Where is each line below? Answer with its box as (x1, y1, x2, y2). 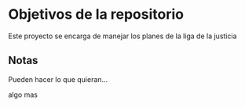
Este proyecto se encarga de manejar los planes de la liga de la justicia (8, 31, 237, 41)
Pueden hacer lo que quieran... (8, 74, 108, 84)
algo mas (8, 90, 38, 99)
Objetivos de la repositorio (8, 5, 185, 23)
